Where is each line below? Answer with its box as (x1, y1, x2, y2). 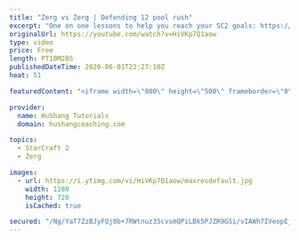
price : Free (9, 46, 53, 55)
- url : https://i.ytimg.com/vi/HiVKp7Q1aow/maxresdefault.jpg (17, 176, 253, 185)
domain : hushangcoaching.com (17, 119, 125, 129)
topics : (9, 135, 38, 145)
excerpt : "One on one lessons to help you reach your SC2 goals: (9, 21, 256, 30)
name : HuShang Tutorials (17, 111, 109, 120)
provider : (9, 103, 46, 112)
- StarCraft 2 (17, 144, 69, 153)
